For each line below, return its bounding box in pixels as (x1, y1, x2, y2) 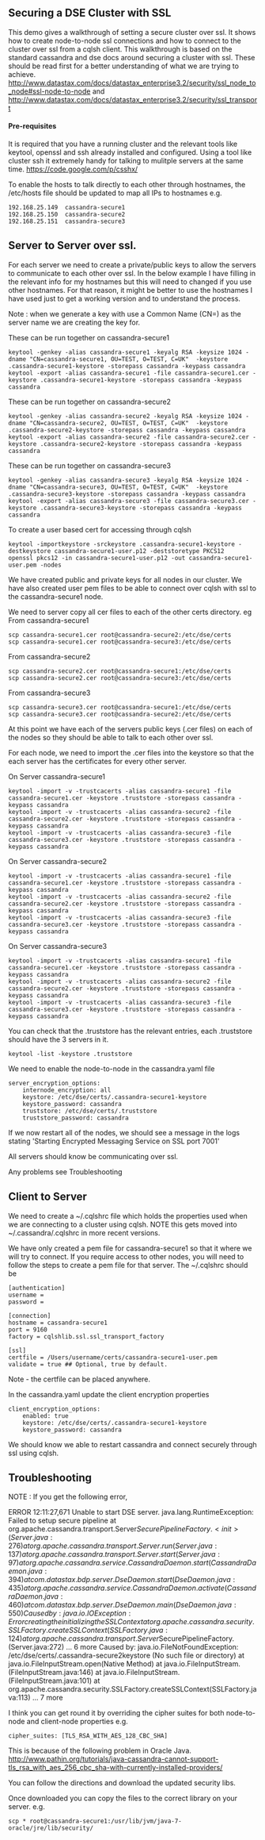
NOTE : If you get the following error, (8, 1492, 128, 1502)
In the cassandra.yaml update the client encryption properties (8, 1389, 210, 1399)
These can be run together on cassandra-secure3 (8, 460, 172, 471)
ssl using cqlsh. (8, 1448, 59, 1458)
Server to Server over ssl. (8, 239, 137, 252)
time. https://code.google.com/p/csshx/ (8, 164, 138, 174)
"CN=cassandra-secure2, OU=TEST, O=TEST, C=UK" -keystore (28, 419, 228, 427)
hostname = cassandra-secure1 (8, 1319, 108, 1327)
